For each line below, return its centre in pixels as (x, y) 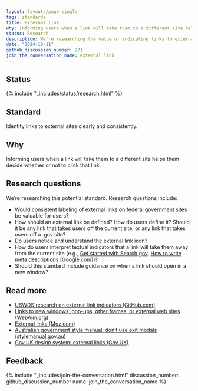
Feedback (25, 361)
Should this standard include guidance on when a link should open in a (100, 265)
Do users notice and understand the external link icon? (81, 241)
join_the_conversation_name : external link (60, 55)
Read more (27, 290)
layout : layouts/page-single (42, 11)
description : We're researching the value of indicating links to (89, 39)
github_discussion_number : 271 (44, 50)
